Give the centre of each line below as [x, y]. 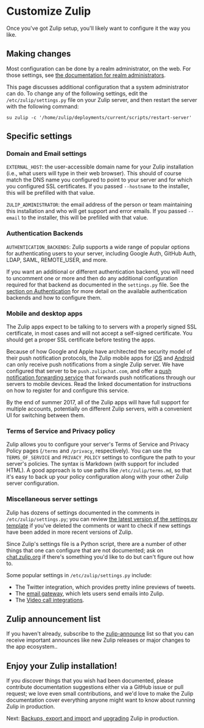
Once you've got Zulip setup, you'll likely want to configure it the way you [98, 28]
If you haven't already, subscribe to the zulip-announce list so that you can [100, 634]
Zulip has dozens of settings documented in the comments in [83, 512]
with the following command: [43, 106]
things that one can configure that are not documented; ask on [85, 550]
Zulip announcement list [54, 619]
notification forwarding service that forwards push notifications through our [101, 377]
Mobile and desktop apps [44, 313]
